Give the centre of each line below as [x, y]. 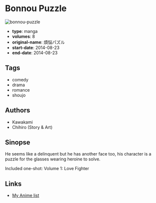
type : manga [25, 31]
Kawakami [22, 122]
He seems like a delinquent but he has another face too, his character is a [78, 154]
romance [21, 90]
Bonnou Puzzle [36, 8]
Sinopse [18, 142]
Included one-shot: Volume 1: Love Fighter [47, 169]
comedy [20, 79]
